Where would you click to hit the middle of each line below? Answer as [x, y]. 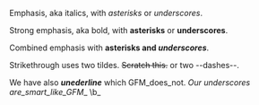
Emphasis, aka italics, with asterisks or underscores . [106, 13]
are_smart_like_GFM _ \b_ [55, 92]
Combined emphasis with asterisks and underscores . [109, 48]
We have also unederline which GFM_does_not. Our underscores [130, 83]
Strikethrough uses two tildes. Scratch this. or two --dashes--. [124, 65]
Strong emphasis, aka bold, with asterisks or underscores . [119, 30]
